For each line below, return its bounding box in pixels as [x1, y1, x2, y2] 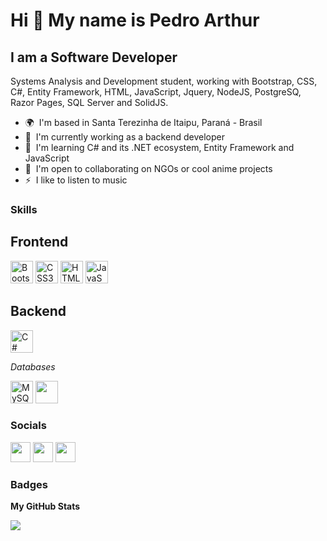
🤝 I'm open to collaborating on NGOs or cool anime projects [24, 163, 273, 174]
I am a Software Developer [10, 49, 178, 66]
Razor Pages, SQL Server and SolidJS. [10, 97, 169, 108]
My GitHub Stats [10, 500, 81, 513]
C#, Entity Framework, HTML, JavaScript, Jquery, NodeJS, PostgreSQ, [10, 86, 302, 98]
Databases [10, 360, 56, 373]
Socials [10, 419, 47, 433]
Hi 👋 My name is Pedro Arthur [10, 9, 260, 32]
